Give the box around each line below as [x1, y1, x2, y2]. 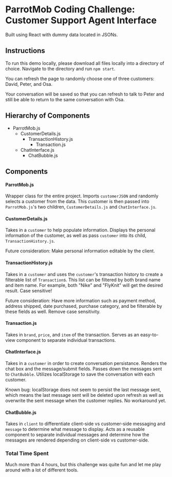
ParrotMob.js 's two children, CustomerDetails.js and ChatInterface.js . [5, 204, 157, 210]
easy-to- [140, 332, 159, 338]
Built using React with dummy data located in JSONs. [5, 31, 118, 38]
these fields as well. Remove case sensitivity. [5, 308, 101, 315]
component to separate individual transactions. [16, 337, 117, 343]
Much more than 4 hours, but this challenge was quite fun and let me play [5, 462, 162, 468]
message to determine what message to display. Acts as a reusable [5, 426, 145, 432]
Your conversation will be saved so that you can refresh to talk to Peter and [5, 91, 164, 97]
